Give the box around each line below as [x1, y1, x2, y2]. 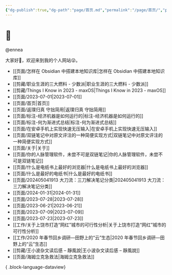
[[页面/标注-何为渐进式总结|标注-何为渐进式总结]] [12, 119, 117, 125]
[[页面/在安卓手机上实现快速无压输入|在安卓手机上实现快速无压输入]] [12, 125, 157, 132]
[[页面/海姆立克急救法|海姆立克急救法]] [12, 253, 95, 260]
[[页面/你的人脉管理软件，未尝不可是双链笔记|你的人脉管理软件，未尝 [12, 151, 159, 157]
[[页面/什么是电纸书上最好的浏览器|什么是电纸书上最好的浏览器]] [12, 164, 148, 170]
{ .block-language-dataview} [5, 264, 66, 270]
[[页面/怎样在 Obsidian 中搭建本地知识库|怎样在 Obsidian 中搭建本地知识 [12, 68, 165, 74]
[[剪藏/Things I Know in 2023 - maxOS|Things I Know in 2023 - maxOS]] [12, 87, 166, 93]
